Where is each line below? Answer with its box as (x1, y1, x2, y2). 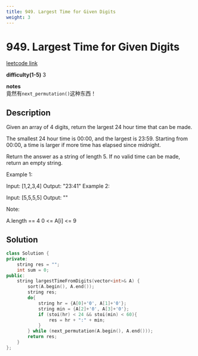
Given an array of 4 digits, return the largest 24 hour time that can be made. (6, 124, 193, 131)
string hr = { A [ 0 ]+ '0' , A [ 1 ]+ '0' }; (38, 300, 127, 306)
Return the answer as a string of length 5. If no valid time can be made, (6, 153, 181, 160)
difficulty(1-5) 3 (6, 71, 47, 78)
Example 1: (6, 171, 33, 178)
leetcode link (6, 60, 38, 67)
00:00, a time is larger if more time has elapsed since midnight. (6, 142, 161, 149)
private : (6, 256, 28, 262)
